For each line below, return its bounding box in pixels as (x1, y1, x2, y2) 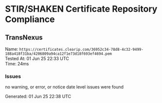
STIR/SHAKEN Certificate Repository (5, 3, 158, 15)
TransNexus (5, 33, 43, 41)
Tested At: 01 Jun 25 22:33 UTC (5, 56, 69, 62)
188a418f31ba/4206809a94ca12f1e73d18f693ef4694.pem (5, 51, 112, 56)
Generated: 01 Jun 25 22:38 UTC (5, 94, 72, 100)
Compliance (5, 14, 55, 25)
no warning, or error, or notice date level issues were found (5, 84, 124, 90)
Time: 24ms (5, 61, 29, 66)
